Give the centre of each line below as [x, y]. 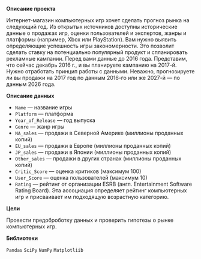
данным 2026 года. [31, 84]
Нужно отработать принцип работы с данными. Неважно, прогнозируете [100, 71]
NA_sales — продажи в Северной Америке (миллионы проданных [99, 133]
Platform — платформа [44, 114]
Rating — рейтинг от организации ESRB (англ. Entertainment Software [103, 184]
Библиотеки [22, 238]
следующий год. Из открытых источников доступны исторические [92, 27]
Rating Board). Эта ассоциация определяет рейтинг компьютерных [101, 190]
